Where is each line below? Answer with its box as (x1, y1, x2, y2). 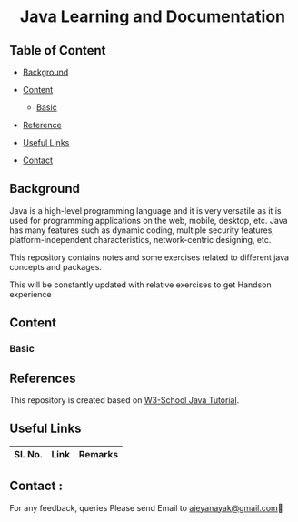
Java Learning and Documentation (19, 6, 286, 27)
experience (9, 288, 52, 299)
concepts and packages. (9, 261, 103, 272)
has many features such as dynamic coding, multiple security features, (9, 225, 275, 236)
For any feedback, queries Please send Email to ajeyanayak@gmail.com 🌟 (9, 502, 283, 513)
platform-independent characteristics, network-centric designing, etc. (9, 234, 272, 245)
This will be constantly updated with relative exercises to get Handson (9, 279, 272, 290)
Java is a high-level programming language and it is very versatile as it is (9, 205, 282, 216)
